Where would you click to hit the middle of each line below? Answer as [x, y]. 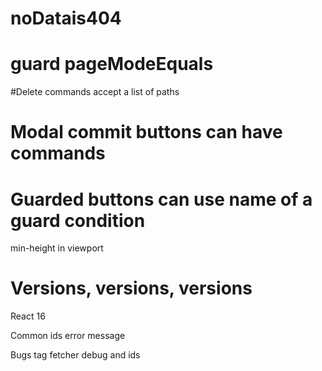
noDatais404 [66, 18]
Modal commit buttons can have [146, 132]
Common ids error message [68, 336]
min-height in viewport [57, 248]
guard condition [78, 220]
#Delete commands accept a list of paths [95, 92]
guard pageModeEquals [112, 64]
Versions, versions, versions [131, 288]
